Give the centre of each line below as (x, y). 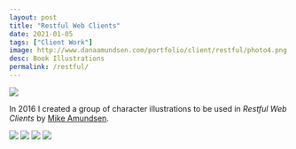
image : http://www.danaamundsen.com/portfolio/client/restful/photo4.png (148, 51)
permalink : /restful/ (49, 67)
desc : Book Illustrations (57, 59)
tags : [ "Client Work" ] (51, 42)
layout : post (33, 17)
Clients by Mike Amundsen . (59, 118)
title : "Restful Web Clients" (65, 26)
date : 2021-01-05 (41, 34)
